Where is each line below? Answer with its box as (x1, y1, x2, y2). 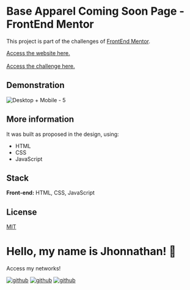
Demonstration (6, 80, 65, 91)
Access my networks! (6, 265, 61, 272)
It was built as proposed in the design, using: (6, 130, 119, 138)
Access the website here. (6, 49, 70, 56)
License (6, 207, 37, 217)
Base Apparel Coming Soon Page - (6, 4, 185, 18)
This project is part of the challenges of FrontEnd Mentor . (6, 37, 151, 45)
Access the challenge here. (6, 62, 75, 70)
